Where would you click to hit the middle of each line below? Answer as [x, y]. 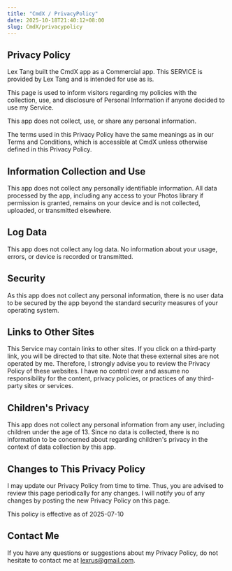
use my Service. [30, 107]
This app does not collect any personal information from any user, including [116, 425]
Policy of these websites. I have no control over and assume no [98, 371]
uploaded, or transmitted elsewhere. [59, 210]
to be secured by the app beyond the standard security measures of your [113, 303]
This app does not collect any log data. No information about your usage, [113, 249]
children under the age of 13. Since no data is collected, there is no [103, 432]
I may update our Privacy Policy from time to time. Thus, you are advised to [115, 486]
